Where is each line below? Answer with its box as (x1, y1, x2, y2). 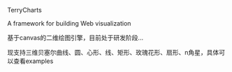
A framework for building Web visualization (7, 19, 131, 27)
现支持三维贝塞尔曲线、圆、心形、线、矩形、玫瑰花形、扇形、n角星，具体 (7, 48, 219, 56)
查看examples (13, 57, 54, 65)
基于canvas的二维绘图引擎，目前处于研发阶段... (7, 34, 144, 42)
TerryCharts (7, 6, 42, 14)
